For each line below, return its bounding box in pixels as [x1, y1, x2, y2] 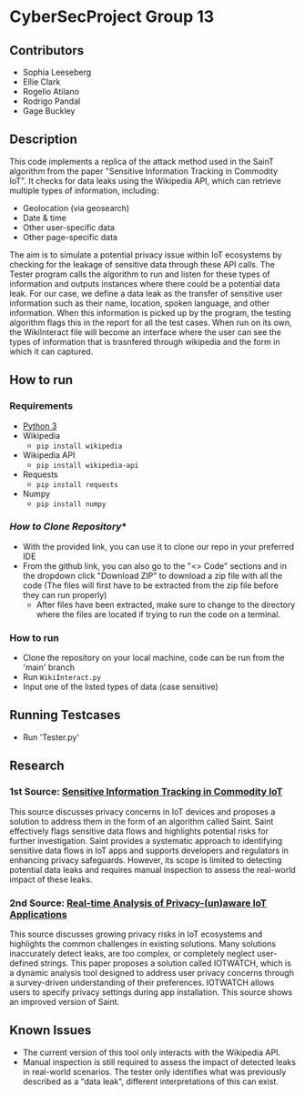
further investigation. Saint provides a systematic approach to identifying [9, 835, 283, 846]
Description [9, 132, 77, 147]
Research [9, 758, 66, 774]
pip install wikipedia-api [36, 461, 139, 470]
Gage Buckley [22, 106, 76, 116]
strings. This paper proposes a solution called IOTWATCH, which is [40, 958, 291, 969]
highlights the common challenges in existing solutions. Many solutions [9, 938, 276, 949]
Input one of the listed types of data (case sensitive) [22, 681, 219, 693]
